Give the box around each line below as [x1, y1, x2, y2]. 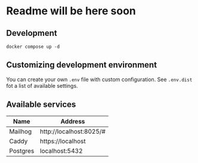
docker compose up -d [6, 44, 60, 50]
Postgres [9, 146, 35, 155]
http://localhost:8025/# [39, 127, 106, 136]
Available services [6, 100, 76, 110]
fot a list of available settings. [6, 82, 79, 89]
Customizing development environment [6, 60, 157, 70]
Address [60, 117, 85, 125]
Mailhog [9, 127, 32, 136]
